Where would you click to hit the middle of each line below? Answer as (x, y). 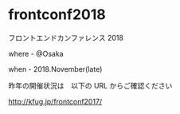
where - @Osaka (36, 53)
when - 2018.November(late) (55, 69)
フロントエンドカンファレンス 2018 (66, 37)
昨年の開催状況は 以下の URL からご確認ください (90, 85)
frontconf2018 (57, 15)
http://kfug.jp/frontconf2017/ (55, 101)
